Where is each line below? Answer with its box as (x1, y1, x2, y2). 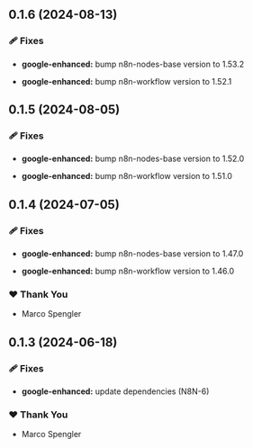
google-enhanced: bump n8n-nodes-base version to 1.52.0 (21, 153, 245, 165)
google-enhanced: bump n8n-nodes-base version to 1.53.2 (21, 58, 245, 69)
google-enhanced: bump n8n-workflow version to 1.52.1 (21, 76, 232, 86)
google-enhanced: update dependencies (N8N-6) (21, 386, 210, 397)
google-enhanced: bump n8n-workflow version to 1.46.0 (21, 265, 235, 277)
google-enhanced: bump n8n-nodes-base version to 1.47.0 (21, 248, 244, 259)
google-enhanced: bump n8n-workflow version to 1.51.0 (21, 171, 233, 182)
